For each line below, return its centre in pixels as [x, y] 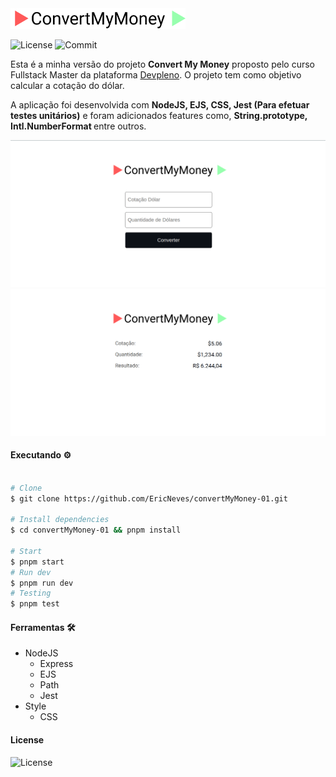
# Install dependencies [60, 520]
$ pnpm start [37, 562]
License [27, 740]
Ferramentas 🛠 [43, 627]
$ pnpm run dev [42, 583]
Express [56, 664]
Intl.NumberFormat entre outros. [78, 126]
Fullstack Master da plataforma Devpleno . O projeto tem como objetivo [156, 74]
